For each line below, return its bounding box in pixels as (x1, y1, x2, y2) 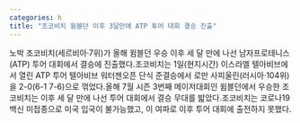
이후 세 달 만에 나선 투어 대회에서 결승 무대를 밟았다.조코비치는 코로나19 (40, 92, 290, 103)
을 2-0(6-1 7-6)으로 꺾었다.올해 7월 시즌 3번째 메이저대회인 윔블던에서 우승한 (9, 81, 280, 92)
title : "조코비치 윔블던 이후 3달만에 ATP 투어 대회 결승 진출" (9, 22, 217, 31)
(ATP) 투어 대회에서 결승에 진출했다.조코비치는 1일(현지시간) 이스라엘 (9, 58, 250, 69)
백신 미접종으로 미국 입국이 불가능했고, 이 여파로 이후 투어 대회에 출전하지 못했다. (9, 103, 292, 114)
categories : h (9, 13, 63, 22)
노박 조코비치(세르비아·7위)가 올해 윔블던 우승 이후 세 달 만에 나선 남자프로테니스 (9, 47, 290, 58)
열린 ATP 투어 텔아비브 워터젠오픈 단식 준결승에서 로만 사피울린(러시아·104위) (18, 69, 290, 81)
